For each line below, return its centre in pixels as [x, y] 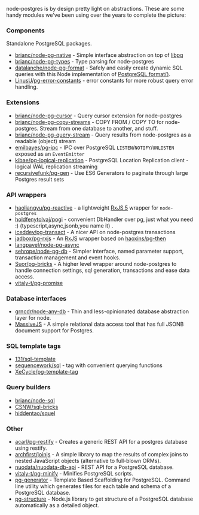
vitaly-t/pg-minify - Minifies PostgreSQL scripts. [74, 474]
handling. [26, 87]
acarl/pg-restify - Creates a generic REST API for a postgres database [101, 442]
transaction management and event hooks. [68, 257]
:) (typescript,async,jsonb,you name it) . [64, 225]
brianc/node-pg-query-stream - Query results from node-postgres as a [103, 135]
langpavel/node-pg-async [47, 244]
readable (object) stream [45, 141]
